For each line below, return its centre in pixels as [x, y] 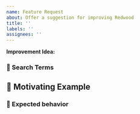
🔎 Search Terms [30, 67]
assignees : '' [24, 35]
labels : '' [20, 29]
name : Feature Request [35, 12]
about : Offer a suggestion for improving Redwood [70, 18]
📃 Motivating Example [48, 87]
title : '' [19, 23]
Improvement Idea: [31, 52]
